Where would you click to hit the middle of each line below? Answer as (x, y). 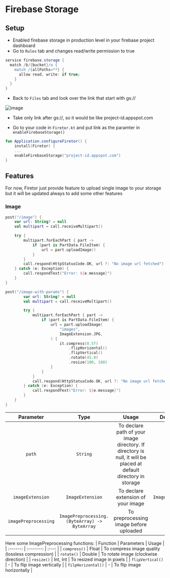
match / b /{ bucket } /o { (34, 65)
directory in (131, 476)
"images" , (70, 329)
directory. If (131, 444)
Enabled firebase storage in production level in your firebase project (83, 40)
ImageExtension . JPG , (81, 334)
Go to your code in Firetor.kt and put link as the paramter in (76, 128)
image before (131, 524)
